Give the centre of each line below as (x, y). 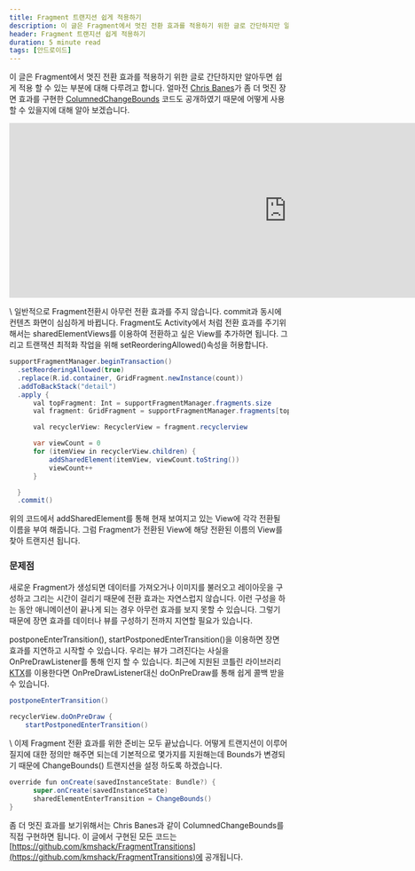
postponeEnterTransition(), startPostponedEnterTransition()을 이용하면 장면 (145, 639)
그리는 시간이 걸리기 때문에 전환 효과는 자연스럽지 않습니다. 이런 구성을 (154, 598)
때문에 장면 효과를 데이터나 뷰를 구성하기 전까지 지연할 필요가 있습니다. (131, 620)
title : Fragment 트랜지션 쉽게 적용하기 (75, 17)
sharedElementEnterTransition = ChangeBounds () (122, 799)
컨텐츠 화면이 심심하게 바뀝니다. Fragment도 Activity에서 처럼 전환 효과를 (136, 323)
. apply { (33, 395)
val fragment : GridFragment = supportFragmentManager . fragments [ (156, 411)
